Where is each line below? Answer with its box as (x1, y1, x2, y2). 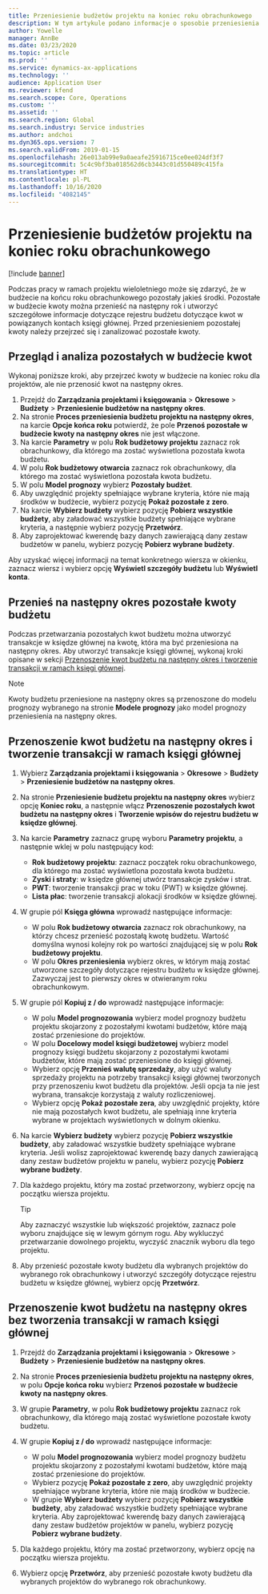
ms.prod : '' (8, 57, 48, 65)
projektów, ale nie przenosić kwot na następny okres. (8, 380, 184, 389)
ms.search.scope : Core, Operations (8, 94, 127, 102)
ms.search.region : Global (8, 116, 94, 124)
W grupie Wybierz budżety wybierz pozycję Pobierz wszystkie (31, 1495, 244, 1504)
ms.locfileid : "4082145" (8, 190, 91, 199)
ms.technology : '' (8, 71, 70, 79)
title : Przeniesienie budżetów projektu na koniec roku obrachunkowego (8, 11, 252, 20)
